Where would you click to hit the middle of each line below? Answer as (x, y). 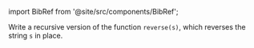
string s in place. (36, 36)
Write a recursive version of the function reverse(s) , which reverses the (127, 27)
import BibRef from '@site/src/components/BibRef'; (93, 12)
